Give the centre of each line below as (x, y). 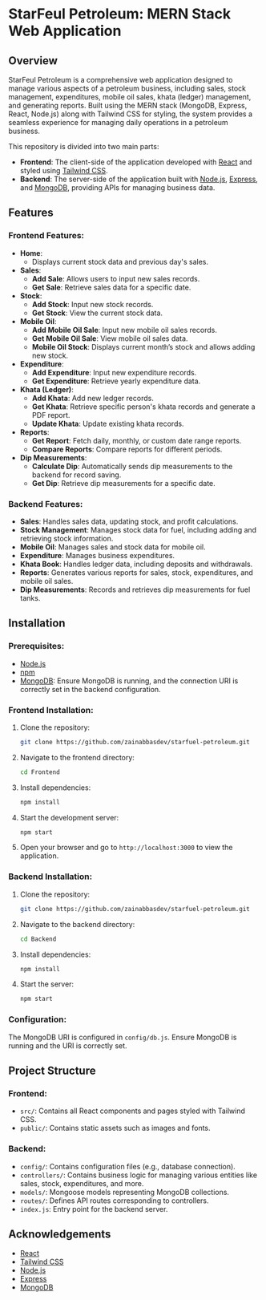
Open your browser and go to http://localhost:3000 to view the (126, 848)
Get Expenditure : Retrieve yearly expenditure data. (116, 381)
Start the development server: (69, 817)
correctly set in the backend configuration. (91, 689)
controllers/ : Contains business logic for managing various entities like (139, 1175)
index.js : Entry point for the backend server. (94, 1209)
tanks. (30, 597)
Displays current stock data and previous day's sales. (120, 261)
